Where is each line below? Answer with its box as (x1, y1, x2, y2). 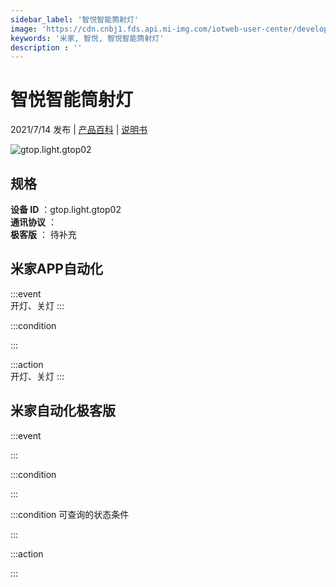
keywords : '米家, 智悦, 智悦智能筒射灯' (10, 33, 165, 43)
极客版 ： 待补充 (10, 229, 77, 240)
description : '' (10, 42, 83, 53)
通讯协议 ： (10, 216, 57, 228)
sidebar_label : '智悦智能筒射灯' (10, 14, 139, 25)
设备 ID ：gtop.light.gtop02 (10, 204, 122, 215)
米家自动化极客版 (10, 402, 116, 420)
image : (10, 24, 38, 34)
